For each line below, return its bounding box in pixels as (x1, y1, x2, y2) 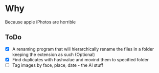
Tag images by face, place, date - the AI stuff (12, 62, 104, 68)
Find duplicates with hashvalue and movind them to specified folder (12, 56, 149, 62)
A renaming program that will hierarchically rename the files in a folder (12, 46, 154, 52)
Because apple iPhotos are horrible (5, 19, 76, 25)
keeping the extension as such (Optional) (12, 52, 95, 57)
